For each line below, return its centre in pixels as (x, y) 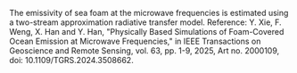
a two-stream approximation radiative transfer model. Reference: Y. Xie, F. (146, 22)
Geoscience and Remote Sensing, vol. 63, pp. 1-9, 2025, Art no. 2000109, (144, 51)
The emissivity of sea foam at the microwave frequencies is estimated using (149, 13)
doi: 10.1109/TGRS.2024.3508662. (71, 60)
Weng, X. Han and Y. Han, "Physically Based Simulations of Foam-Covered (147, 32)
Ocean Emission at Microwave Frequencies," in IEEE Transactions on (135, 41)
